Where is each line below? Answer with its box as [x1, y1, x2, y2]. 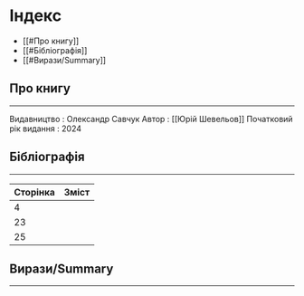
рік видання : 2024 [9, 123, 81, 134]
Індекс [9, 5, 62, 26]
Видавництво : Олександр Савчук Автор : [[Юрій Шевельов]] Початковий [9, 113, 293, 124]
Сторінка [14, 186, 56, 198]
